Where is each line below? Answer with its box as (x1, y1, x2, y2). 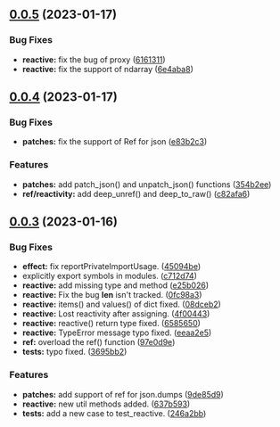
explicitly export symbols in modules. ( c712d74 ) (21, 271, 198, 282)
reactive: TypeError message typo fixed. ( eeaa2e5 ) (21, 327, 212, 338)
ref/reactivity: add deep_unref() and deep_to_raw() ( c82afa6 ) (21, 188, 251, 199)
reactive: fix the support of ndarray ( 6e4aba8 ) (21, 63, 194, 74)
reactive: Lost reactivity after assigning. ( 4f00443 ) (21, 308, 210, 319)
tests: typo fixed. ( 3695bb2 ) (21, 347, 128, 357)
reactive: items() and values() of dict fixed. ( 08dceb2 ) (21, 299, 221, 310)
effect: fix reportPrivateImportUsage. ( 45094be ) (21, 261, 202, 272)
